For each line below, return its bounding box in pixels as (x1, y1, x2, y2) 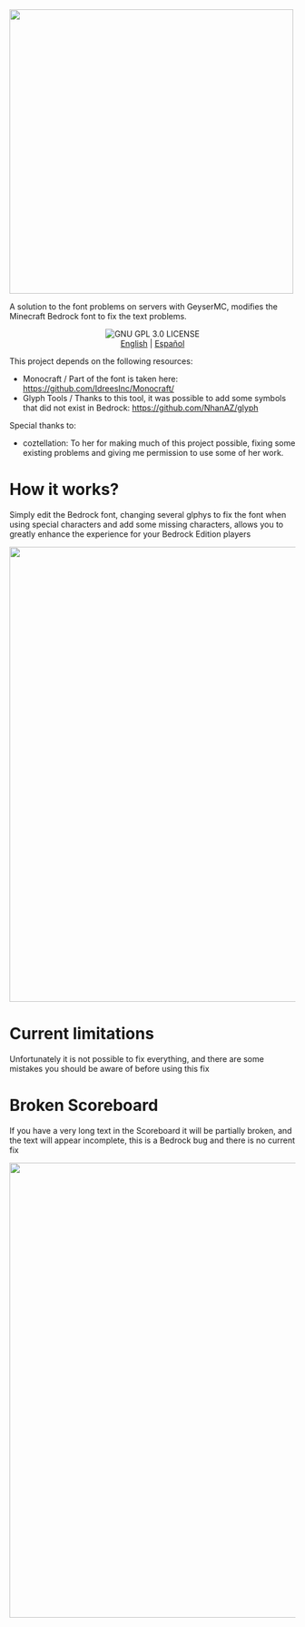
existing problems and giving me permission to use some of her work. (22, 448, 284, 458)
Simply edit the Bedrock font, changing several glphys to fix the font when (9, 509, 287, 520)
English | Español (120, 339, 185, 349)
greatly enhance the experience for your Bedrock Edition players (9, 528, 251, 540)
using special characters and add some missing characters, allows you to (9, 519, 284, 530)
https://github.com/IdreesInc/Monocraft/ (22, 383, 175, 394)
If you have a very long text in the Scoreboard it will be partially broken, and (9, 1125, 292, 1136)
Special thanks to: (9, 420, 77, 430)
